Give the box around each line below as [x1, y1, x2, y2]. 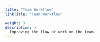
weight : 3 [5, 21, 26, 25]
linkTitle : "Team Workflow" [5, 12, 63, 17]
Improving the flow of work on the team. [9, 30, 96, 35]
